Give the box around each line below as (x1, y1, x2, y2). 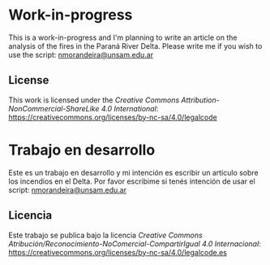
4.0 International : (101, 103, 159, 113)
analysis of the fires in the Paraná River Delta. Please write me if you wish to (8, 41, 263, 50)
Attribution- (181, 95, 221, 105)
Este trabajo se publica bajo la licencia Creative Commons (8, 230, 203, 240)
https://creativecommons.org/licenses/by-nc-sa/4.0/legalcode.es (8, 247, 228, 257)
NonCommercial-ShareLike (8, 103, 100, 113)
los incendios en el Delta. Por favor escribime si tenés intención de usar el (8, 176, 255, 186)
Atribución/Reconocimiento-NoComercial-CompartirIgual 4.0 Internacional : (8, 238, 261, 249)
